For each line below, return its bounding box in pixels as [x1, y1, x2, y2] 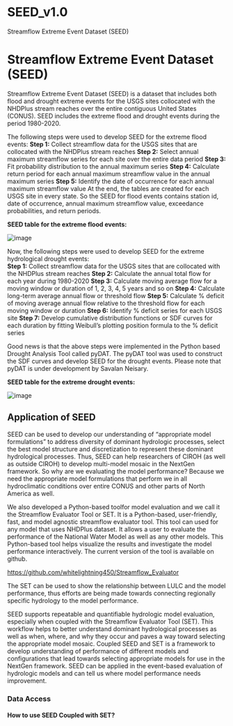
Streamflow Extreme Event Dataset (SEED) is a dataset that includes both [7, 89, 217, 98]
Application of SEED [7, 412, 96, 424]
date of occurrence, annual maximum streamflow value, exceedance [7, 199, 204, 208]
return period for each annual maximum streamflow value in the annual [7, 169, 211, 178]
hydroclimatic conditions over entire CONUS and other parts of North [7, 481, 205, 490]
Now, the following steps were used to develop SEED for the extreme [7, 247, 204, 255]
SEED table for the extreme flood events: [7, 220, 127, 229]
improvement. [7, 677, 47, 685]
